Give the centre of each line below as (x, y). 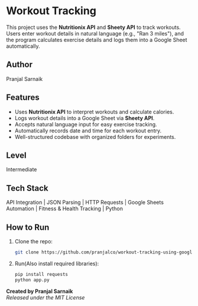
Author (19, 65)
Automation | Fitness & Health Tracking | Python (64, 209)
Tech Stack (27, 188)
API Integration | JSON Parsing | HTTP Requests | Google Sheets (85, 203)
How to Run (28, 227)
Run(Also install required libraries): (57, 263)
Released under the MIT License (46, 297)
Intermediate (22, 170)
